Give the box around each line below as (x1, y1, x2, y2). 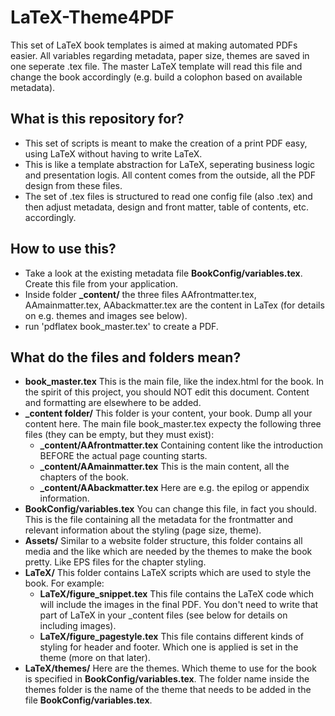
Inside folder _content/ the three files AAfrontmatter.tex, (24, 288, 257, 300)
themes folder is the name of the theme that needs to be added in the (24, 684, 312, 696)
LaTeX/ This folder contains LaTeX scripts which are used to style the (24, 567, 312, 579)
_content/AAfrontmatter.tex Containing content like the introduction (39, 439, 323, 451)
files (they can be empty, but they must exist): (24, 429, 215, 441)
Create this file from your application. (24, 277, 179, 290)
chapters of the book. (39, 471, 130, 483)
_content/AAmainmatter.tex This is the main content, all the (39, 461, 290, 473)
